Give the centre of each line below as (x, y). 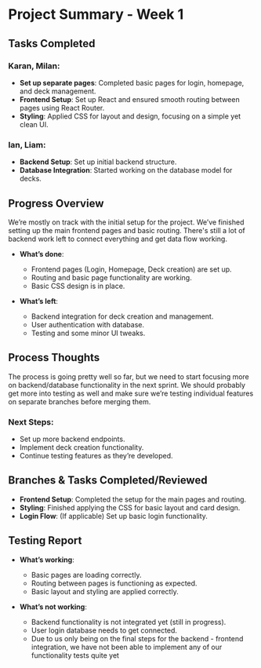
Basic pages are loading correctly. (86, 575)
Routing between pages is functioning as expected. (114, 583)
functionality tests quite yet (75, 655)
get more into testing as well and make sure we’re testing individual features (131, 393)
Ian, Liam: (27, 144)
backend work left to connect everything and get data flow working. (118, 239)
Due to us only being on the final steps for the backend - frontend (137, 638)
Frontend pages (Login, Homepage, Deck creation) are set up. (132, 269)
